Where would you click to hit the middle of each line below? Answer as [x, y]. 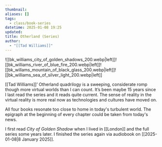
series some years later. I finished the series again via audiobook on [73, 134]
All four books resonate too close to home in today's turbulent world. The [78, 109]
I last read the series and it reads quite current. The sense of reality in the [78, 95]
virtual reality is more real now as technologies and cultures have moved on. [81, 99]
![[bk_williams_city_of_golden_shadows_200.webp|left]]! [61, 59]
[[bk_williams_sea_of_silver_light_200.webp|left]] [54, 75]
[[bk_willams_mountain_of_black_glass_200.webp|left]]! [61, 70]
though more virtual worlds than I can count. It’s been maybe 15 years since [81, 89]
